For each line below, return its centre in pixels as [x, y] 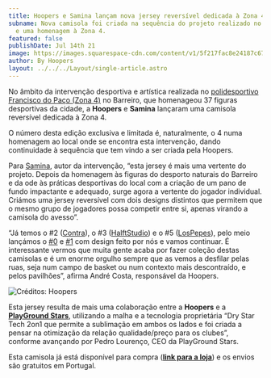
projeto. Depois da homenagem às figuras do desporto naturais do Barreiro [133, 174]
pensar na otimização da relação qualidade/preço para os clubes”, [119, 333]
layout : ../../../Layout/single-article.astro [88, 69]
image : [19, 53]
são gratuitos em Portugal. [52, 365]
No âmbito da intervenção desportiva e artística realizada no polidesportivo [133, 91]
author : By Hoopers [41, 61]
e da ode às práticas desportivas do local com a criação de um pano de [127, 183]
